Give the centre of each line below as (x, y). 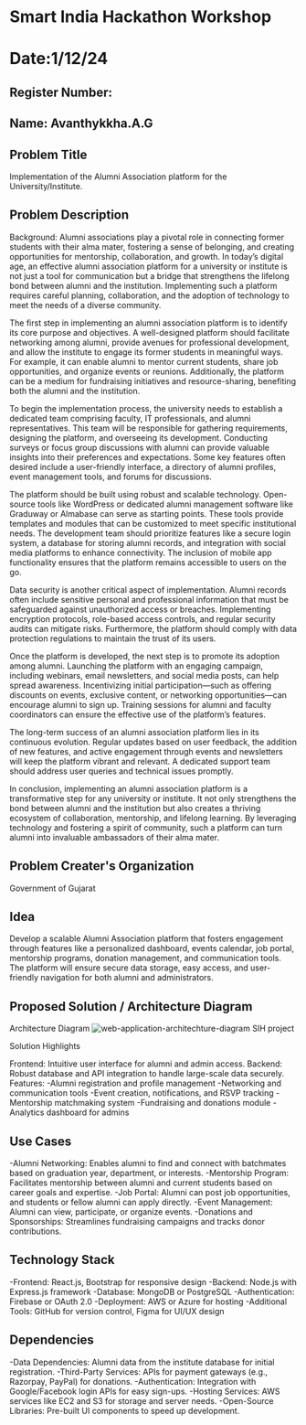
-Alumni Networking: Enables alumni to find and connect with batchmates (148, 1163)
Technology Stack (62, 1260)
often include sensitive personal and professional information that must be (149, 599)
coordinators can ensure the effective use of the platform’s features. (138, 714)
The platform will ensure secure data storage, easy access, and (129, 968)
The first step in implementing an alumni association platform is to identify (148, 323)
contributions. (36, 1231)
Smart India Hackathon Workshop (141, 17)
